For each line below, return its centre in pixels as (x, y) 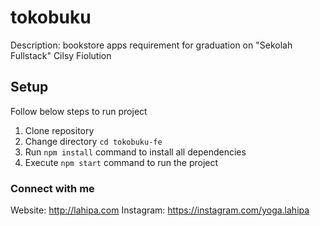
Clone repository (59, 130)
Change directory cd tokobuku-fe (93, 141)
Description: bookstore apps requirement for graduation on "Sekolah (151, 45)
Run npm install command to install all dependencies (135, 152)
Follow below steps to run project (79, 111)
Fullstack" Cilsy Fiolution (61, 55)
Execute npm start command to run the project (121, 162)
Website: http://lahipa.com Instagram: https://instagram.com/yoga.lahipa (160, 210)
